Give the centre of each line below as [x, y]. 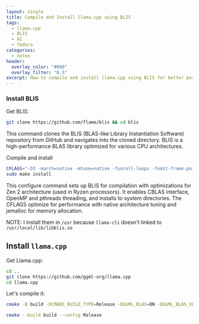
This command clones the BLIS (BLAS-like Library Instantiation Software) [95, 134]
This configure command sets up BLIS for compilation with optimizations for [99, 186]
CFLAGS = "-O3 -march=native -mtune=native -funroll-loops [78, 169]
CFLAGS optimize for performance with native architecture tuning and [91, 205]
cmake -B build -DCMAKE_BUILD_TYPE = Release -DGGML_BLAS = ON [81, 304]
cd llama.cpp [22, 282]
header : [16, 61]
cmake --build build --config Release [54, 315]
